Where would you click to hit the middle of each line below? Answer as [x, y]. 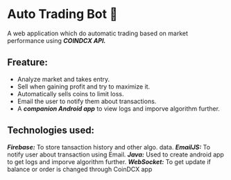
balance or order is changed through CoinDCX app [80, 169]
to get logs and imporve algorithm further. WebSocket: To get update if [109, 161]
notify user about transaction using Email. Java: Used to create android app [115, 154]
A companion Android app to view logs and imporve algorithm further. [119, 108]
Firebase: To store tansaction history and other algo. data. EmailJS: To [109, 147]
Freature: [28, 63]
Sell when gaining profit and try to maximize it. [84, 87]
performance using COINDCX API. [57, 40]
